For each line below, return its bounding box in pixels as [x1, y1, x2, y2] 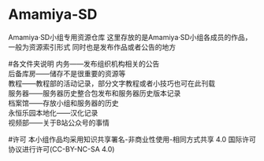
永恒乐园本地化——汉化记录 [8, 108, 99, 117]
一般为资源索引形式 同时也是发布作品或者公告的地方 [8, 42, 176, 52]
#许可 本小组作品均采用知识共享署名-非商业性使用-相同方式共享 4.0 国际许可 [8, 134, 256, 144]
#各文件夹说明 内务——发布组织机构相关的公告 [8, 59, 160, 68]
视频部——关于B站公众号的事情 [8, 118, 110, 127]
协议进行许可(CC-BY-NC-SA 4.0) [8, 144, 115, 154]
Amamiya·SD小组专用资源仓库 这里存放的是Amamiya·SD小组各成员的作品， [8, 32, 252, 42]
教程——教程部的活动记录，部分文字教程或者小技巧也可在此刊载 [8, 79, 215, 88]
